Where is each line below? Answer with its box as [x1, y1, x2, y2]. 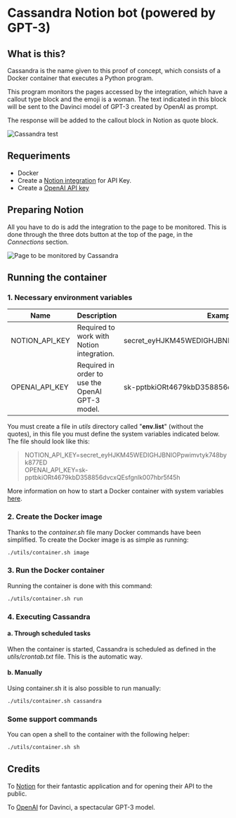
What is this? [7, 48, 66, 60]
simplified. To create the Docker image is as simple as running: [7, 535, 189, 544]
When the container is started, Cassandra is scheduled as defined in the [7, 644, 216, 653]
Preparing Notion [7, 204, 84, 216]
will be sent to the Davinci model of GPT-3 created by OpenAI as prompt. [7, 103, 218, 110]
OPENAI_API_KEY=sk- [24, 466, 88, 474]
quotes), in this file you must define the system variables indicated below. [7, 430, 220, 439]
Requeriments [7, 150, 71, 162]
